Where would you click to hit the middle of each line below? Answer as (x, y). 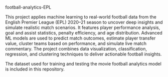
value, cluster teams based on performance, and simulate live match (76, 43)
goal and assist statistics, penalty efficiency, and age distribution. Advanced (84, 33)
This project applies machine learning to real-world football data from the (81, 17)
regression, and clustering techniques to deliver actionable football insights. (83, 54)
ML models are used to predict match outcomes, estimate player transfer (80, 38)
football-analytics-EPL (28, 7)
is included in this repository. (35, 69)
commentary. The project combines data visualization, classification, (76, 49)
